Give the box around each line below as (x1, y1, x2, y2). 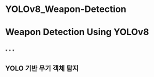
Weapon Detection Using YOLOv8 (5, 26, 149, 38)
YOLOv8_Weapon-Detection (5, 3, 127, 15)
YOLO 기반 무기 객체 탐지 (5, 64, 79, 72)
